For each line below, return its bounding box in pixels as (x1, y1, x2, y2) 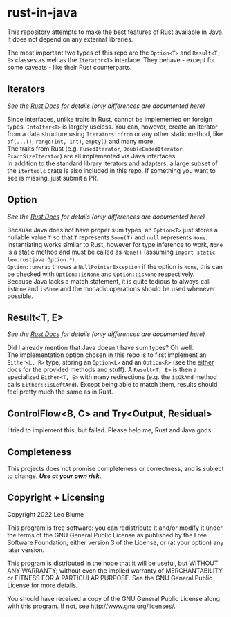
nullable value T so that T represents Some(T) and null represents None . (7, 233, 208, 241)
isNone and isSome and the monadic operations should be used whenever (7, 284, 216, 293)
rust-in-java (7, 5, 77, 21)
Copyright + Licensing (7, 492, 105, 504)
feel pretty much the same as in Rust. (7, 387, 113, 396)
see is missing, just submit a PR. (7, 174, 99, 182)
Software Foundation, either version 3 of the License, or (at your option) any (7, 538, 224, 546)
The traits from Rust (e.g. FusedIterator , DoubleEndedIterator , (7, 144, 185, 153)
